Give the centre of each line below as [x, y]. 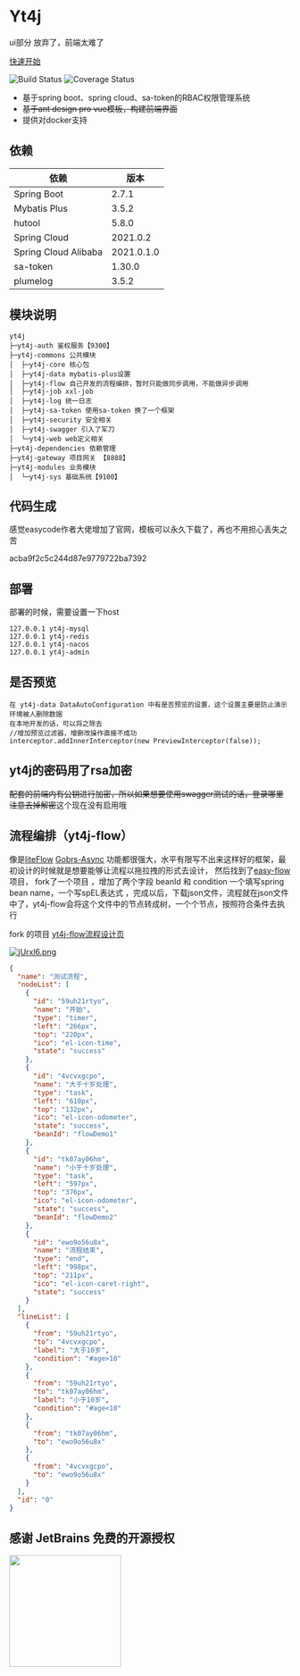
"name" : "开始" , [62, 1010]
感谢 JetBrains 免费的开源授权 [92, 1538]
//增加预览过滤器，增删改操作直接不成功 [73, 733]
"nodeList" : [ [43, 985]
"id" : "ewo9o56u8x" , [71, 1242]
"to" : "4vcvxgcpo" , [69, 1342]
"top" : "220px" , [63, 1035]
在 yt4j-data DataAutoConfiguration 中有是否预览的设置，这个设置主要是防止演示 [148, 705]
